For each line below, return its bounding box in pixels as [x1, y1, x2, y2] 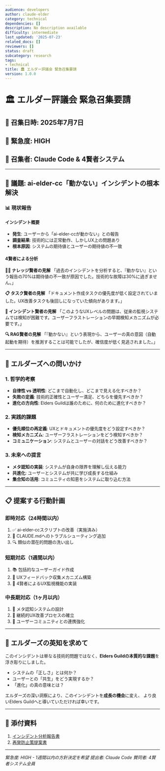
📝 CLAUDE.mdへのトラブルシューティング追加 [12, 533, 106, 539]
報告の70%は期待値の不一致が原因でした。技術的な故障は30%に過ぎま [9, 273, 153, 279]
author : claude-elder [5, 12, 50, 17]
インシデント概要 [5, 219, 40, 225]
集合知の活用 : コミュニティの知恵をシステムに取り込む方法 [12, 476, 131, 482]
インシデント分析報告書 [12, 733, 60, 739]
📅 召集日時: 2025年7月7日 [5, 118, 84, 127]
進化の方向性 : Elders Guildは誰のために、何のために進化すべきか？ [12, 400, 146, 406]
